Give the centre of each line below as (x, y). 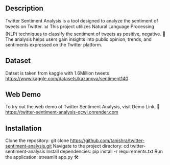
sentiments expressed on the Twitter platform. (54, 44)
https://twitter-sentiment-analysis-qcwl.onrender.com (62, 112)
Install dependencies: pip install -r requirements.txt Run (105, 151)
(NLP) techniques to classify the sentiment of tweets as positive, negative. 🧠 (86, 34)
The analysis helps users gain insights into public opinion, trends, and (79, 39)
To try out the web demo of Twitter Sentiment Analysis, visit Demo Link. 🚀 (83, 107)
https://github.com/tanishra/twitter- (107, 140)
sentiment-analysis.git (29, 146)
